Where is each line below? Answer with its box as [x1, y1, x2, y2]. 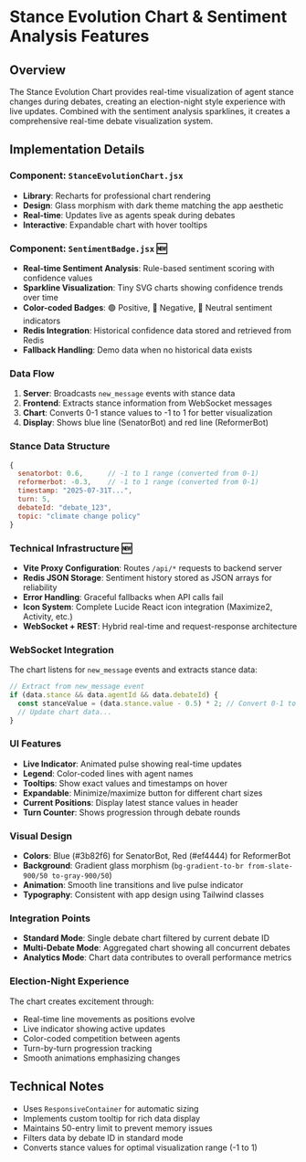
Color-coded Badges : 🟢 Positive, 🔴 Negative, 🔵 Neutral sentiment [22, 301, 273, 312]
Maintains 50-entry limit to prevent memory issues [22, 1122, 213, 1134]
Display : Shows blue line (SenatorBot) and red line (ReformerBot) [22, 417, 269, 428]
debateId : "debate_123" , [17, 502, 112, 512]
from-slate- [248, 861, 293, 871]
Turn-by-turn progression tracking [22, 1042, 153, 1053]
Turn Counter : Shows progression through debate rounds [22, 807, 240, 818]
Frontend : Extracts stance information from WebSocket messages [22, 397, 272, 408]
